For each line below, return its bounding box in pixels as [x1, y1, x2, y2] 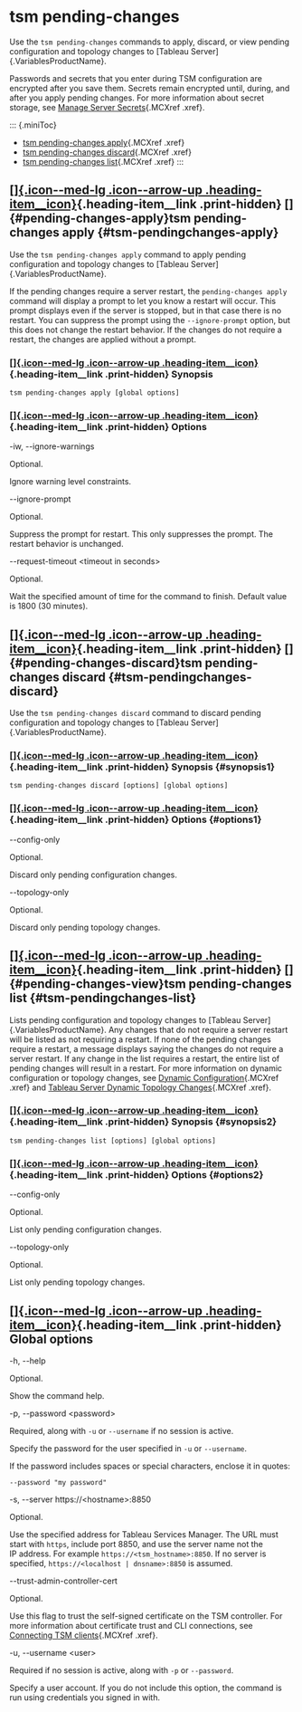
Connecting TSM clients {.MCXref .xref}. [9, 1630, 158, 1640]
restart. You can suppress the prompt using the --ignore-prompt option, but [9, 314, 291, 325]
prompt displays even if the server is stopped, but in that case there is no [9, 305, 282, 316]
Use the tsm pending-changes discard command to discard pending [9, 708, 262, 719]
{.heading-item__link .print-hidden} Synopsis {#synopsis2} [9, 1115, 278, 1128]
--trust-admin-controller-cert [9, 1575, 118, 1586]
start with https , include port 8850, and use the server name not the [9, 1538, 264, 1549]
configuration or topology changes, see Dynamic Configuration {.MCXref [9, 1072, 279, 1083]
